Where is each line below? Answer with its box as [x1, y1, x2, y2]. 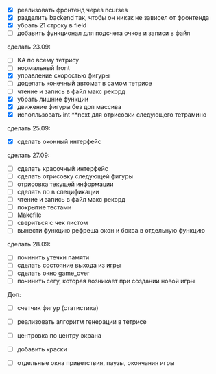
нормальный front [16, 64, 70, 72]
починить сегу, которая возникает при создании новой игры [16, 277, 195, 285]
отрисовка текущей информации [16, 180, 114, 188]
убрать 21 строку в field [16, 21, 87, 30]
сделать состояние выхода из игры [16, 261, 121, 270]
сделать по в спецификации [16, 188, 99, 196]
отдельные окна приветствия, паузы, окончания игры [16, 358, 175, 366]
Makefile [16, 211, 42, 219]
